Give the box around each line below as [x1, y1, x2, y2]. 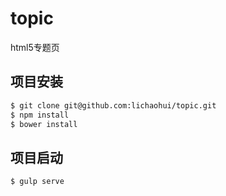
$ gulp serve [10, 177, 65, 187]
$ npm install [10, 110, 70, 120]
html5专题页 [10, 41, 60, 53]
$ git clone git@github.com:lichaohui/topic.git [10, 100, 217, 111]
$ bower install [10, 119, 78, 129]
